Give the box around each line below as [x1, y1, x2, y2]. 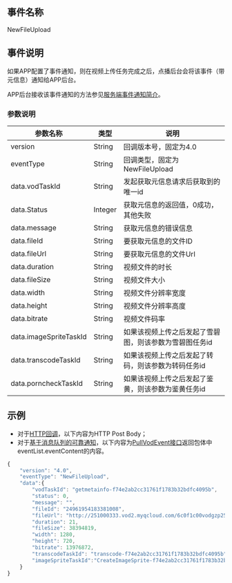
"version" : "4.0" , [19, 467, 72, 474]
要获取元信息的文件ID [123, 236, 193, 246]
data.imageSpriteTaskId [10, 331, 88, 341]
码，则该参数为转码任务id [123, 360, 206, 370]
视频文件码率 [123, 314, 166, 324]
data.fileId [10, 236, 43, 246]
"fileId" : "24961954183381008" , [32, 506, 126, 512]
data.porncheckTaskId [10, 378, 83, 388]
